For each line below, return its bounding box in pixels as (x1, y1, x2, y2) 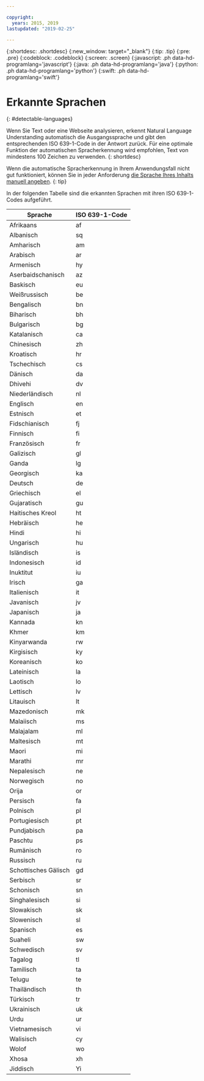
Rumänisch (9, 846, 42, 855)
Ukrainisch (9, 1005, 40, 1014)
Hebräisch (9, 519, 39, 527)
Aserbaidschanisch (9, 271, 65, 279)
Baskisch (9, 280, 35, 289)
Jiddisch (9, 1065, 34, 1073)
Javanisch (9, 598, 39, 606)
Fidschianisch (9, 420, 49, 428)
